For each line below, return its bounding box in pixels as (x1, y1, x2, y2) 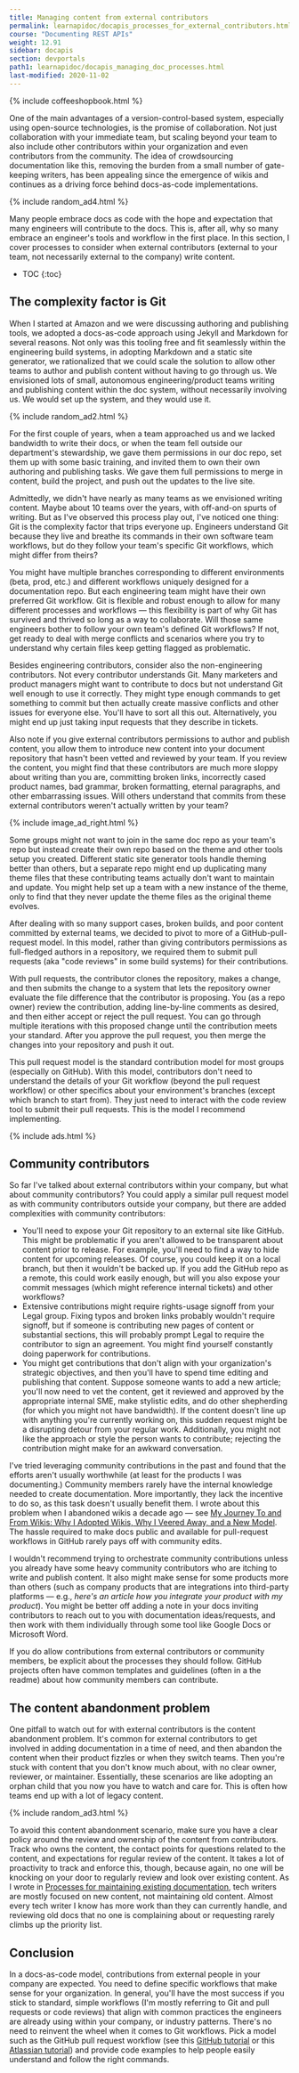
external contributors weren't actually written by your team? (9, 800, 229, 810)
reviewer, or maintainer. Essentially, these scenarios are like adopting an (9, 1771, 273, 1782)
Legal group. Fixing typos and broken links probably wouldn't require (21, 1311, 276, 1321)
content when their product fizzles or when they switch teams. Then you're (9, 1752, 285, 1763)
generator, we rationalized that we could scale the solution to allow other (9, 355, 276, 366)
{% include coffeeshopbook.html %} (9, 95, 143, 106)
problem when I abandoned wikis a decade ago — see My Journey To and (9, 1508, 282, 1518)
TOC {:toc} (21, 268, 62, 279)
